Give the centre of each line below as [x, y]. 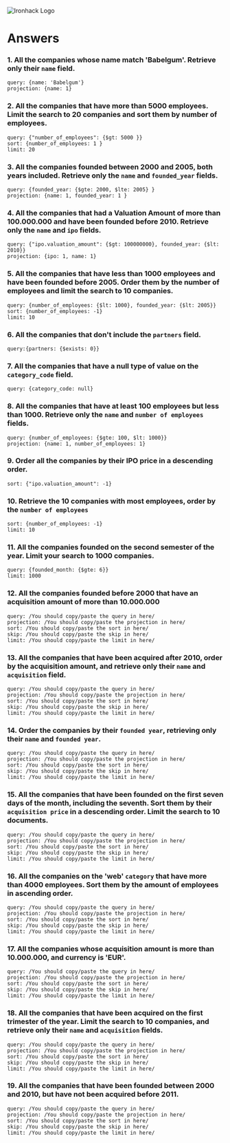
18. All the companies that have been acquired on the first [105, 1013]
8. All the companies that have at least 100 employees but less [113, 406]
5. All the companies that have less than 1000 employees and [111, 274]
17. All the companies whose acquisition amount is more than [111, 948]
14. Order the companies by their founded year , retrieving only [112, 730]
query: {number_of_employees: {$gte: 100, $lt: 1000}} [87, 438]
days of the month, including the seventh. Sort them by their [110, 803]
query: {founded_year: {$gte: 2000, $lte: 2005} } [81, 190]
